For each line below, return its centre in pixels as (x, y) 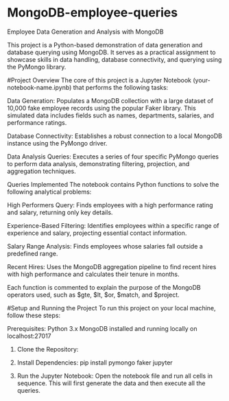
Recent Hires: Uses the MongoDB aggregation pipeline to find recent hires (112, 266)
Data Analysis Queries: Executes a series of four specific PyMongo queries (113, 157)
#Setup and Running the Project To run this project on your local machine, (111, 308)
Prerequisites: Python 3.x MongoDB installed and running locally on (102, 328)
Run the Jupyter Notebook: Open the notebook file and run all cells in (115, 376)
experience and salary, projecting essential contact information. (97, 233)
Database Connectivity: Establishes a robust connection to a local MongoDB (115, 136)
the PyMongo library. (37, 67)
